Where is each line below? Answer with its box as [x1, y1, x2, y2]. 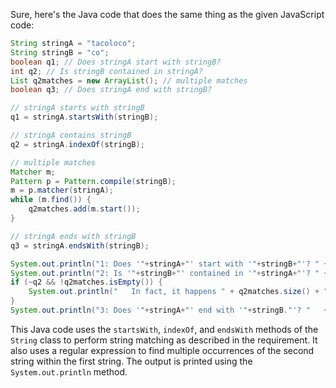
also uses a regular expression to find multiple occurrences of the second [10, 344, 315, 356]
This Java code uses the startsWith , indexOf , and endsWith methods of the [10, 323, 319, 335]
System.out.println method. [10, 365, 128, 378]
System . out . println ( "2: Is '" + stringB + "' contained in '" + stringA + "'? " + [10, 268, 329, 278]
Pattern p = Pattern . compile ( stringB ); [10, 176, 177, 186]
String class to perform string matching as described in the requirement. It [10, 334, 318, 346]
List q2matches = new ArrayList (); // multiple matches [10, 75, 248, 86]
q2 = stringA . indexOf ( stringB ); [10, 139, 145, 149]
